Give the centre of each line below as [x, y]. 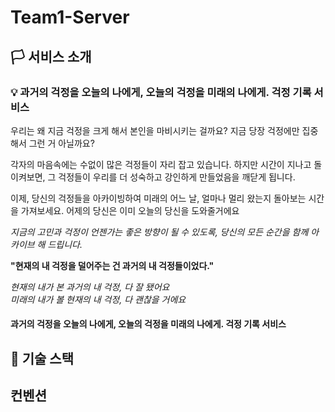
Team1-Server [70, 17]
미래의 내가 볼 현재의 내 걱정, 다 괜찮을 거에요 [98, 299]
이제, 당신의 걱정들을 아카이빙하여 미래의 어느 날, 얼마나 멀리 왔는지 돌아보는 [158, 198]
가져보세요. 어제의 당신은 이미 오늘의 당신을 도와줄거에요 [130, 210]
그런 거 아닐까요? [61, 143]
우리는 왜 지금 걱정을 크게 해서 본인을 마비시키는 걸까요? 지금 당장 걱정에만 [155, 130]
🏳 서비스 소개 [51, 56]
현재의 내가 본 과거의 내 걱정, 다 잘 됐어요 [90, 287]
